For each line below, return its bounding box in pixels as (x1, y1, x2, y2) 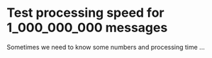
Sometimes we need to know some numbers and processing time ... (6, 43, 205, 51)
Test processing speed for (6, 5, 164, 21)
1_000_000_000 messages (6, 20, 168, 36)
